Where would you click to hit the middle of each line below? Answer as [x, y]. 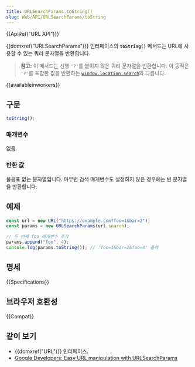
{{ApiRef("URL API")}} [33, 33]
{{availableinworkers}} [33, 85]
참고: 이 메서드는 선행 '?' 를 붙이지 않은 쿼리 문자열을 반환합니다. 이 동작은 [105, 66]
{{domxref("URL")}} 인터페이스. [52, 351]
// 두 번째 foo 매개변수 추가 [37, 237]
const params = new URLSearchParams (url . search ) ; [68, 226]
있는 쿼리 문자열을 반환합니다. [57, 53]
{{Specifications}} [28, 282]
